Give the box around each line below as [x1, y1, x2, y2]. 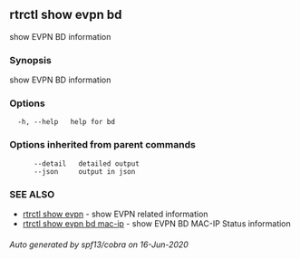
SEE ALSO [9, 187, 55, 200]
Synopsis [9, 53, 52, 66]
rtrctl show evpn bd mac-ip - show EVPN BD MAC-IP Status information [22, 218, 292, 229]
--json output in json [33, 167, 136, 176]
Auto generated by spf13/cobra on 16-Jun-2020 [9, 239, 189, 250]
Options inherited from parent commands [9, 139, 197, 151]
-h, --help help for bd [17, 118, 116, 127]
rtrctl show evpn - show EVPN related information [22, 208, 208, 219]
